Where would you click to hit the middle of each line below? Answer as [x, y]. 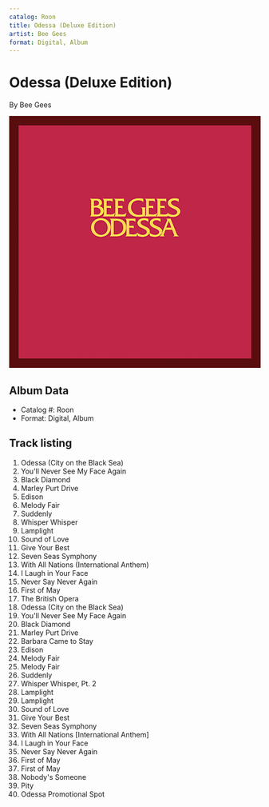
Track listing [41, 443]
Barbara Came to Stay [57, 641]
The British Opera [49, 598]
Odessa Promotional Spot [63, 794]
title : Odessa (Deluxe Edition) [63, 25]
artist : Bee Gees [38, 34]
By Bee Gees [30, 105]
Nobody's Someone [53, 777]
